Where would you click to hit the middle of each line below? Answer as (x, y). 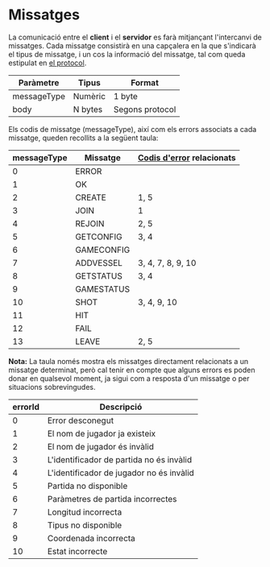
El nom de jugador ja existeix (102, 433)
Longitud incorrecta (85, 511)
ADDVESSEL (99, 263)
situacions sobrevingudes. (52, 387)
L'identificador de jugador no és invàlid (121, 473)
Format (144, 82)
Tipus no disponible (85, 525)
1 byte (126, 96)
